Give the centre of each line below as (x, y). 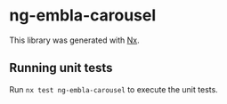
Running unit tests (61, 68)
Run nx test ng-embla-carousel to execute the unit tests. (113, 89)
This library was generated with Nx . (74, 40)
